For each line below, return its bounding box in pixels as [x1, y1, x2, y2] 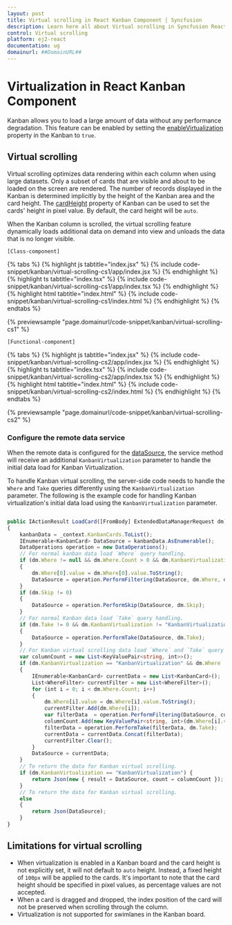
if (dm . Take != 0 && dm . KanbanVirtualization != [19, 621, 162, 628]
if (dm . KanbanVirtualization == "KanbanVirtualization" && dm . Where [19, 660, 221, 667]
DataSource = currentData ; [32, 750, 110, 757]
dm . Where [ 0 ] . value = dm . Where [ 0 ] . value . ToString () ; [32, 570, 184, 576]
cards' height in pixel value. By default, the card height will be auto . [7, 206, 198, 215]
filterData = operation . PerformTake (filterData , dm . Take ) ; [43, 724, 217, 731]
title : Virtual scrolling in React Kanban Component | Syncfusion [7, 17, 202, 24]
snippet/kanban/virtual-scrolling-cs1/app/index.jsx [7, 267, 151, 276]
